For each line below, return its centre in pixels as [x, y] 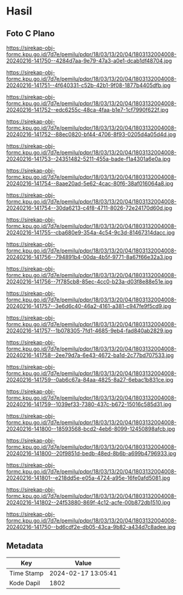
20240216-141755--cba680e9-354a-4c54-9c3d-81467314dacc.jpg [91, 233]
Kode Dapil [25, 583]
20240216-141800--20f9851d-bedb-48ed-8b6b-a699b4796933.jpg [91, 453]
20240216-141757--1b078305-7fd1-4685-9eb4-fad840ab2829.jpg [89, 331]
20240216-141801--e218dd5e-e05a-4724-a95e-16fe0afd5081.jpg [88, 478]
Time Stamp [27, 573]
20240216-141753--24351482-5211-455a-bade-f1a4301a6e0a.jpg [88, 159]
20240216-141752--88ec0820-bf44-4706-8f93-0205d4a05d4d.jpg [91, 134]
